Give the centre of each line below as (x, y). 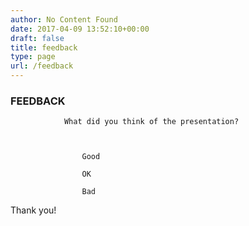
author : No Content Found (64, 19)
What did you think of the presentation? (151, 122)
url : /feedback (42, 66)
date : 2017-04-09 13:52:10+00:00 (80, 29)
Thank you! (33, 210)
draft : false (37, 38)
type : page (33, 57)
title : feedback (44, 47)
